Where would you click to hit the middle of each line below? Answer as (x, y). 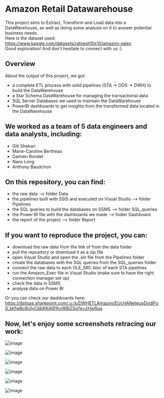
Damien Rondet (28, 156)
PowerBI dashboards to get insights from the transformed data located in (86, 106)
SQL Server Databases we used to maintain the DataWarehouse (76, 101)
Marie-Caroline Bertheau (37, 151)
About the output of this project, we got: (46, 76)
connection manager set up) (41, 278)
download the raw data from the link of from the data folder (72, 247)
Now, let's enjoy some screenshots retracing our (81, 324)
